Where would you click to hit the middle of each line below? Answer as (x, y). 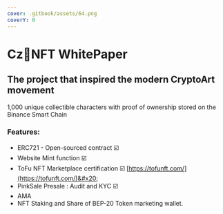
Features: (23, 132)
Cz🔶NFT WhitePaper (67, 54)
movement (31, 90)
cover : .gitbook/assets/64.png (52, 13)
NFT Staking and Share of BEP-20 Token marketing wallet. (100, 203)
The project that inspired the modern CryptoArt (111, 80)
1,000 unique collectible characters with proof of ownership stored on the (111, 107)
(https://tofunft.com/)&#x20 (57, 178)
